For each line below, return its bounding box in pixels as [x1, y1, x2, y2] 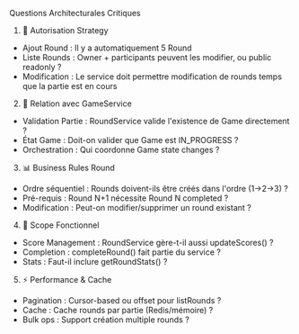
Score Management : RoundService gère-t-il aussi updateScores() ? [22, 238, 274, 248]
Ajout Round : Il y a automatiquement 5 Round [22, 42, 192, 53]
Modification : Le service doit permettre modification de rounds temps [22, 71, 283, 82]
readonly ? [22, 62, 62, 72]
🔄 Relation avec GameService [22, 98, 132, 109]
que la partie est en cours [22, 81, 118, 91]
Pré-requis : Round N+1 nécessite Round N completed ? [22, 193, 229, 203]
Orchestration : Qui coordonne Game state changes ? [22, 144, 220, 155]
